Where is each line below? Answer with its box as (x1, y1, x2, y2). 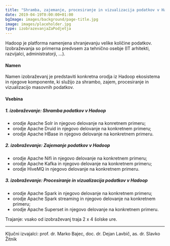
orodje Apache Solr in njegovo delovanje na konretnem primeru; (12, 120, 146, 126)
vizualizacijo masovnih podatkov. (5, 84, 74, 90)
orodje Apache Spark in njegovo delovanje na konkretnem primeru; (12, 190, 153, 196)
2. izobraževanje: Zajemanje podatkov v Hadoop (5, 142, 110, 149)
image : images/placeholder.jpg (5, 21, 71, 27)
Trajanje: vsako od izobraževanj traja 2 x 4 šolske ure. (5, 216, 117, 222)
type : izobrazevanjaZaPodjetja (5, 26, 71, 31)
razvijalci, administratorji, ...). (5, 51, 66, 57)
